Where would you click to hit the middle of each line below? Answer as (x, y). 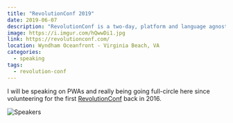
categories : (24, 53)
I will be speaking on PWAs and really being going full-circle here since (109, 91)
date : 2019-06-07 (32, 20)
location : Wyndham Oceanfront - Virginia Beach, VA (83, 46)
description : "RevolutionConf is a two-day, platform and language (107, 26)
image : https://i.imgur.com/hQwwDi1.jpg (67, 33)
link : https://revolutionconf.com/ (59, 39)
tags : (15, 65)
